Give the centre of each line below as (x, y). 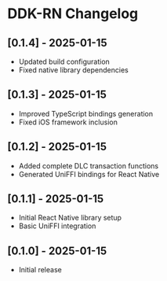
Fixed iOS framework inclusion (68, 122)
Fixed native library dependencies (73, 70)
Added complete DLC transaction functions (88, 165)
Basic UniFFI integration (57, 226)
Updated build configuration (64, 61)
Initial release (40, 270)
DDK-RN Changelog (73, 14)
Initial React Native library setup (70, 218)
